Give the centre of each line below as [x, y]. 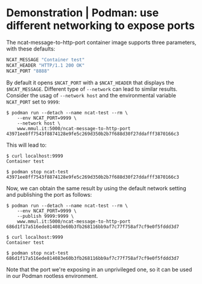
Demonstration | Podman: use [83, 13]
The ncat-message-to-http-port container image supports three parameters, [101, 42]
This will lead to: [27, 145]
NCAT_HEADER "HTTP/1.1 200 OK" [46, 65]
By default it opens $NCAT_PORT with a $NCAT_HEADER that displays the [90, 82]
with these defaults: [31, 49]
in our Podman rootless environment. [52, 276]
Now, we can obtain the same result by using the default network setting [96, 188]
